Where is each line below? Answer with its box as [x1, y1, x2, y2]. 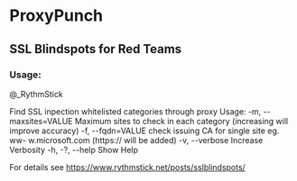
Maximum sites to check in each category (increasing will [74, 115, 289, 126]
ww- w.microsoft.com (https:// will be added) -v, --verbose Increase [9, 134, 264, 145]
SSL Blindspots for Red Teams [9, 41, 182, 57]
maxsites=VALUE [9, 115, 73, 126]
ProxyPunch [9, 5, 104, 26]
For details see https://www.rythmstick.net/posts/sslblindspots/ [9, 161, 246, 172]
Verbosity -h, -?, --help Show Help [9, 144, 138, 155]
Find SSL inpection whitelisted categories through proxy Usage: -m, [9, 105, 262, 117]
